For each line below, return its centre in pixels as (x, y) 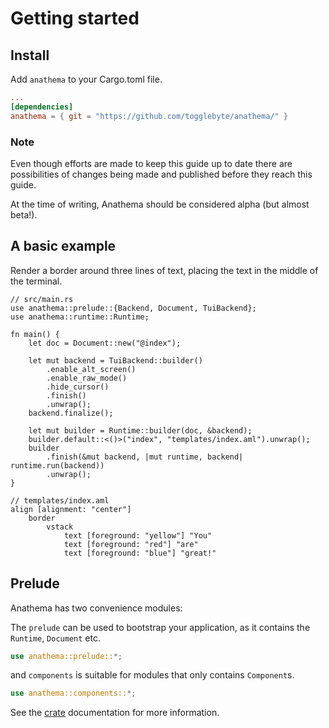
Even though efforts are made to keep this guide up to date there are (151, 163)
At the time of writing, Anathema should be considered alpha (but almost (160, 204)
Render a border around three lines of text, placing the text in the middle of (164, 270)
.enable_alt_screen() (91, 369)
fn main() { (35, 334)
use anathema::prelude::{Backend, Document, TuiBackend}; (133, 308)
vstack (60, 527)
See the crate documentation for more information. (115, 713)
